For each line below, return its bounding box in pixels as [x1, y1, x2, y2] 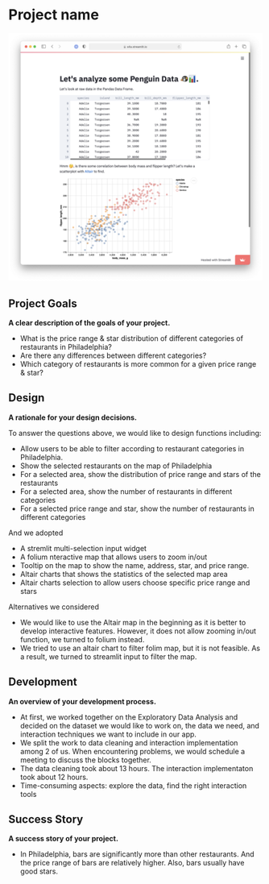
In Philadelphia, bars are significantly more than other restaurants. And [19, 849, 255, 859]
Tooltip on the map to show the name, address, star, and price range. [19, 560, 250, 570]
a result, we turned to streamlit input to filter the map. [19, 651, 197, 662]
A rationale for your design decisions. [8, 413, 137, 422]
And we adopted [8, 528, 64, 537]
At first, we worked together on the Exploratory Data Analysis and [19, 712, 238, 722]
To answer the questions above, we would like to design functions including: [8, 428, 262, 438]
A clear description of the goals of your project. [8, 317, 171, 327]
